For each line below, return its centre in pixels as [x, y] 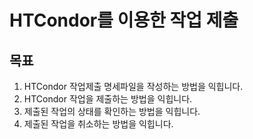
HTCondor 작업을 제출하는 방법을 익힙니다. [108, 99]
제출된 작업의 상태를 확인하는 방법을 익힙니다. [112, 111]
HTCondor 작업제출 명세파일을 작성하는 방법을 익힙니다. [133, 86]
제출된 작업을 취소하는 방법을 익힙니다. [98, 124]
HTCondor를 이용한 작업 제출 [124, 20]
